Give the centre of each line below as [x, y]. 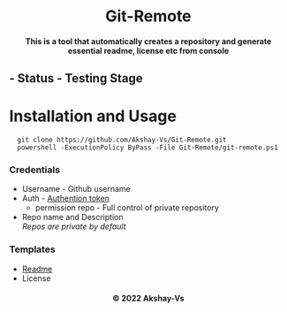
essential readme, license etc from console [148, 50]
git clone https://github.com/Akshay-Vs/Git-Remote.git [122, 140]
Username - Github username [76, 189]
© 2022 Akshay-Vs [148, 299]
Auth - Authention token [66, 198]
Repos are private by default [74, 226]
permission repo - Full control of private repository [127, 208]
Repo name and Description [72, 217]
